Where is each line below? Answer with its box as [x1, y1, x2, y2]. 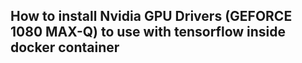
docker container [10, 39, 120, 56]
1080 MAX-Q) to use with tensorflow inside [10, 24, 287, 41]
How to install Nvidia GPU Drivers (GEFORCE [10, 8, 293, 25]
